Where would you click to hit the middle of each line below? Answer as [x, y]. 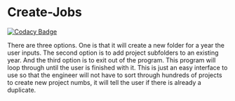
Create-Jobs [45, 12]
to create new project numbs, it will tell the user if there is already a [104, 82]
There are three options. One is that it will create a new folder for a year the [116, 45]
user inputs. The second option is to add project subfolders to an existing [113, 53]
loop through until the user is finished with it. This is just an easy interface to [117, 67]
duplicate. [22, 90]
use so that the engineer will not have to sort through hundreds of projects [115, 75]
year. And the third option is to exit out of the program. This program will [112, 60]
